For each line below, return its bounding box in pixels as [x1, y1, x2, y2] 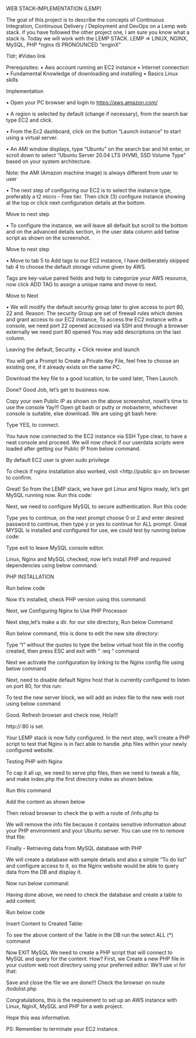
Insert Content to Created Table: [6, 920, 83, 927]
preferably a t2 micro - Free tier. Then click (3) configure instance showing [6, 193, 185, 200]
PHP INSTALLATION [6, 573, 54, 580]
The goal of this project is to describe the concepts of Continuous [6, 16, 164, 23]
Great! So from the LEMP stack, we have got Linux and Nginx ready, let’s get [6, 485, 190, 492]
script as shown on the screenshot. [6, 234, 91, 241]
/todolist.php [6, 985, 37, 992]
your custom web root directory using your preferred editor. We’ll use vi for [6, 961, 186, 968]
